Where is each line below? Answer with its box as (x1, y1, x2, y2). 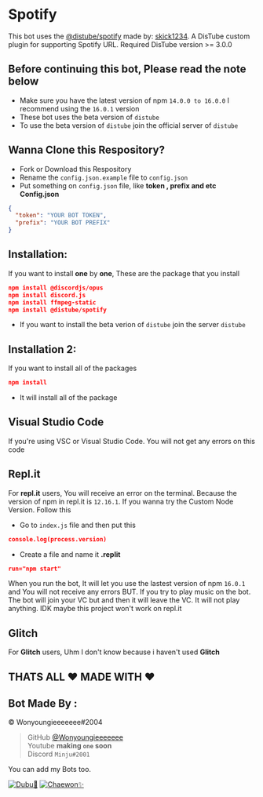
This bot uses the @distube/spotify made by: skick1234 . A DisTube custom (8, 31, 250, 41)
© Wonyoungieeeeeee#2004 (8, 718, 104, 727)
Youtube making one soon (27, 741, 112, 751)
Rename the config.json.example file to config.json (19, 173, 188, 182)
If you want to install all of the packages (8, 363, 137, 373)
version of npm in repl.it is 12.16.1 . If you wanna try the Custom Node (8, 497, 234, 506)
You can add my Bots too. (8, 765, 92, 774)
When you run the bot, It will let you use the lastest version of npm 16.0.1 (8, 579, 246, 588)
